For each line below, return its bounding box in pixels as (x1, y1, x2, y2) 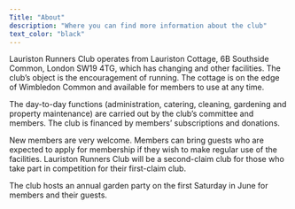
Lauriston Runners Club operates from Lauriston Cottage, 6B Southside (9, 54, 269, 65)
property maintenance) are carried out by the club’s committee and (9, 108, 254, 120)
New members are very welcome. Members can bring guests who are (9, 135, 264, 146)
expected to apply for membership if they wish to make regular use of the (9, 144, 277, 155)
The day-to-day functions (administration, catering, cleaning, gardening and (9, 99, 287, 110)
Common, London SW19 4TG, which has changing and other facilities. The (9, 63, 281, 74)
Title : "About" (9, 12, 66, 22)
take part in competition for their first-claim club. (9, 163, 187, 174)
